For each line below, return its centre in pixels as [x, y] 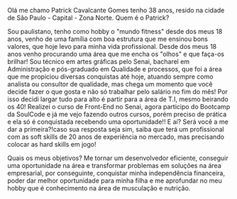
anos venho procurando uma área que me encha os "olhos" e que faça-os [116, 54]
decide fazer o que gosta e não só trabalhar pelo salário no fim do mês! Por [118, 92]
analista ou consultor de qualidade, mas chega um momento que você [110, 84]
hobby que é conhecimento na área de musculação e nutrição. [99, 188]
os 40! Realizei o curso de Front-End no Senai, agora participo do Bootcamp [119, 107]
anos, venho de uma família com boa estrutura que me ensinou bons [108, 39]
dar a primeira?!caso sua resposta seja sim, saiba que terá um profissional [116, 129]
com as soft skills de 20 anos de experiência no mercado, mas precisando [116, 137]
